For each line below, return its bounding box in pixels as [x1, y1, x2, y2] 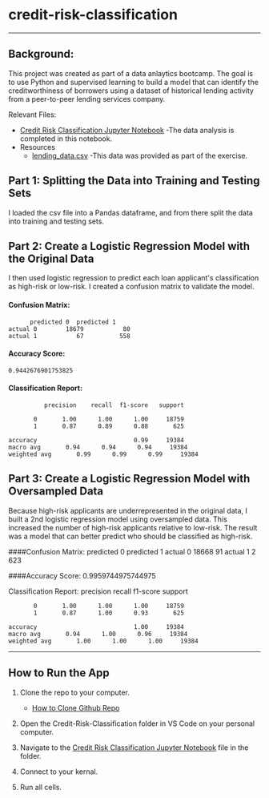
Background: [8, 47, 74, 61]
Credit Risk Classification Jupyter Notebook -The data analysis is [19, 125, 235, 135]
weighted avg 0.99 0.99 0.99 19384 [8, 450, 199, 458]
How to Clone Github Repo [31, 703, 120, 712]
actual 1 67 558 [8, 332, 130, 340]
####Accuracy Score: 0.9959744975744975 [8, 570, 156, 580]
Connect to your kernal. [19, 767, 98, 776]
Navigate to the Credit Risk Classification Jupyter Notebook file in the [19, 743, 249, 752]
